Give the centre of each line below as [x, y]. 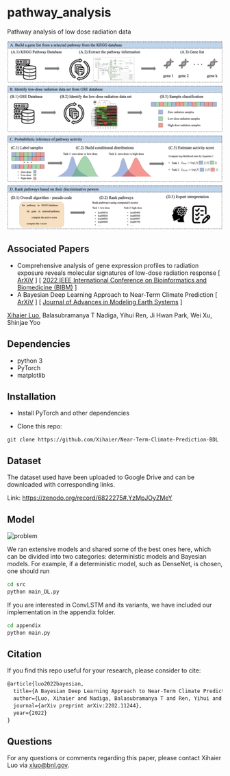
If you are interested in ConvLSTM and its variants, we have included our [110, 605]
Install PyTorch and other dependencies [73, 413]
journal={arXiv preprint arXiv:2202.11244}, [78, 705]
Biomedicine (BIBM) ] [47, 287]
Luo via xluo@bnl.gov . [38, 765]
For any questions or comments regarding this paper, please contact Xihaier [114, 758]
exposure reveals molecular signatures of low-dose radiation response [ [118, 273]
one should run [28, 571]
